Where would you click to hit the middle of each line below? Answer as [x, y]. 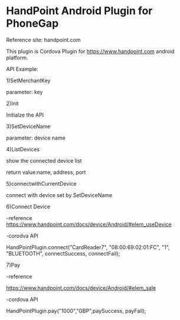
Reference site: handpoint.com [43, 40]
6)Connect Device [28, 206]
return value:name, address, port [46, 172]
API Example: [22, 69]
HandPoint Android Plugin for [79, 11]
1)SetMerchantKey [28, 80]
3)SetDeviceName [28, 126]
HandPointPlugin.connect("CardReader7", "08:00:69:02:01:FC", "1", [88, 247]
